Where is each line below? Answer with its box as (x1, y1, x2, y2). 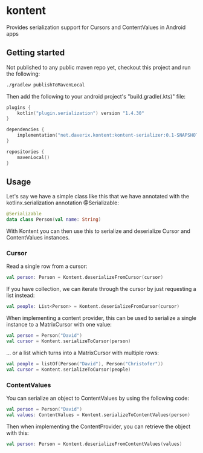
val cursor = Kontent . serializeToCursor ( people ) (6, 367, 131, 373)
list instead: (6, 292, 35, 299)
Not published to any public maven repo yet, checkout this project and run (6, 64, 192, 71)
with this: (6, 429, 29, 436)
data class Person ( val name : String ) (6, 217, 101, 223)
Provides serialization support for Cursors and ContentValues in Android (6, 24, 186, 31)
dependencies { (6, 126, 45, 133)
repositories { (6, 149, 45, 155)
